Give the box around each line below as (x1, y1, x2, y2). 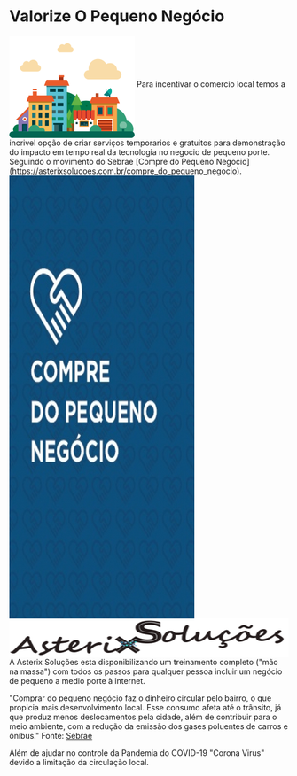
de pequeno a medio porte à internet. (9, 675, 146, 686)
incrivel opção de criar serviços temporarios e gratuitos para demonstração (9, 137, 285, 148)
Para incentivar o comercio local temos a (136, 78, 286, 89)
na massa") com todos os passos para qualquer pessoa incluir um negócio (9, 666, 283, 677)
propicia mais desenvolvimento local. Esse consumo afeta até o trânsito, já (9, 702, 282, 712)
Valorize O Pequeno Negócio (9, 6, 225, 27)
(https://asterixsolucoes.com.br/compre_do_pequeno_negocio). (9, 166, 242, 176)
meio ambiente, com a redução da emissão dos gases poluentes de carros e (9, 720, 288, 732)
